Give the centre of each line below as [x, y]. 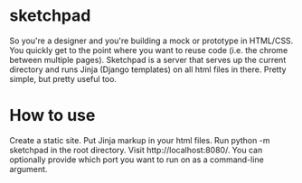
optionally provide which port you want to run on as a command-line [137, 160]
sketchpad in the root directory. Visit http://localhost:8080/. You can [136, 150]
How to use [52, 116]
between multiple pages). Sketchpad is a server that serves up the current [148, 59]
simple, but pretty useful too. [63, 78]
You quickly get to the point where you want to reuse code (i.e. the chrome [149, 50]
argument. [28, 169]
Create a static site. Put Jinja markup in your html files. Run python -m [140, 140]
